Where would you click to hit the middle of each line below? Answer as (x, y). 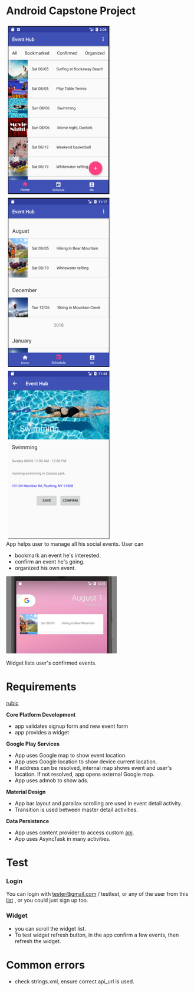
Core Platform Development (41, 714)
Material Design (26, 792)
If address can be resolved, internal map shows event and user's (93, 767)
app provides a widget (42, 732)
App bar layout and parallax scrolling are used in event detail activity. (98, 803)
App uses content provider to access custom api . (74, 833)
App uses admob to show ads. (52, 780)
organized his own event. (45, 568)
